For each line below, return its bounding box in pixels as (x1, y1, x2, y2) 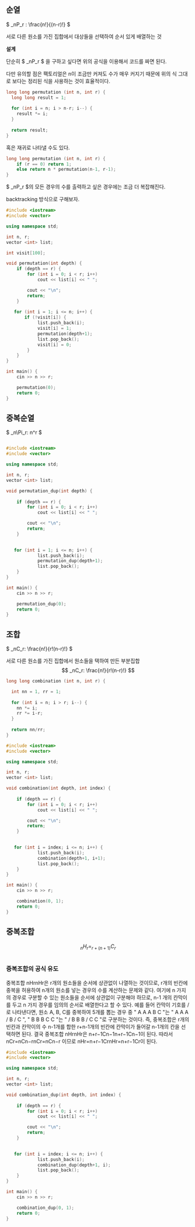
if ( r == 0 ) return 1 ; (16, 161, 72, 167)
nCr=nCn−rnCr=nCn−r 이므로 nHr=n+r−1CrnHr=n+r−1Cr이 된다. (6, 1038, 158, 1045)
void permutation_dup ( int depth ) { (6, 488, 93, 494)
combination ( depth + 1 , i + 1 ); (37, 855, 106, 861)
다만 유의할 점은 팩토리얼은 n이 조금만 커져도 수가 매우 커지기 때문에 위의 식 (6, 70, 177, 77)
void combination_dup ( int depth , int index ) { (6, 1092, 121, 1098)
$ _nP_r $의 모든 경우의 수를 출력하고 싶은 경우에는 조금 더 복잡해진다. (6, 183, 166, 191)
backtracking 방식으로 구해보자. (6, 196, 80, 203)
